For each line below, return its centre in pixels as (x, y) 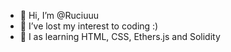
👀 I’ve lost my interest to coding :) (89, 26)
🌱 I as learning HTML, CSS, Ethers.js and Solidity (120, 36)
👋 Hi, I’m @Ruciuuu (59, 15)
